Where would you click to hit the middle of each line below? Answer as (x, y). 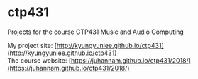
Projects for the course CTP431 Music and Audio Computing (96, 32)
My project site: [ (32, 45)
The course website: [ (39, 60)
